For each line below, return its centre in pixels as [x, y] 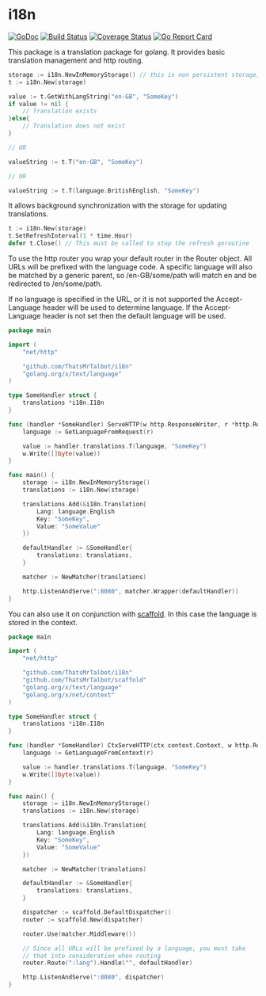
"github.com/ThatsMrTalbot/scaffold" [85, 680]
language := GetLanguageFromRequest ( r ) [88, 432]
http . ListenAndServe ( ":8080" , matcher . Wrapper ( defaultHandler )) [131, 591]
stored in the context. [43, 622]
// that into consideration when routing [91, 956]
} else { [19, 119]
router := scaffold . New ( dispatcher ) [83, 920]
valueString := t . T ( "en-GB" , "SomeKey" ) [76, 162]
